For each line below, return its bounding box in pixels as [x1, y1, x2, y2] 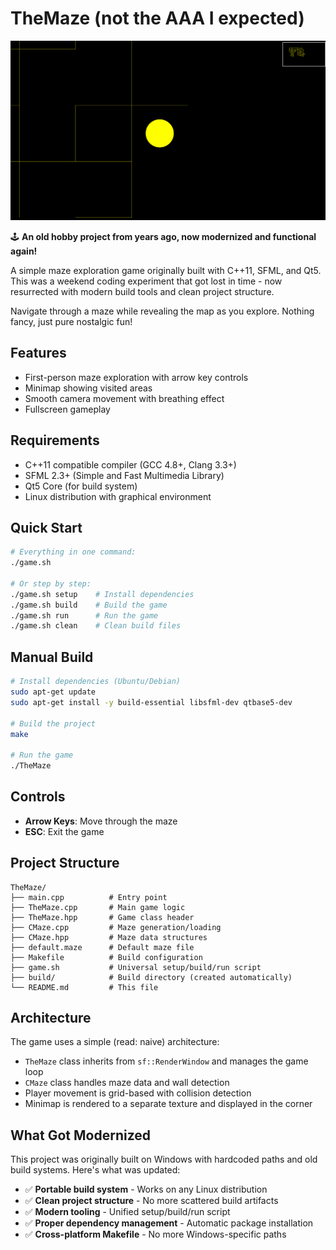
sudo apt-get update [10, 687, 97, 697]
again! [10, 245, 38, 257]
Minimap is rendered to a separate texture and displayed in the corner [24, 1098, 313, 1110]
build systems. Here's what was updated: [10, 1164, 181, 1176]
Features [10, 345, 67, 362]
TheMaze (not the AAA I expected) [10, 7, 305, 30]
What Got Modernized [10, 1127, 152, 1144]
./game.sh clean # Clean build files [10, 621, 182, 631]
